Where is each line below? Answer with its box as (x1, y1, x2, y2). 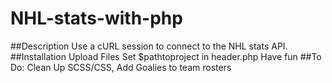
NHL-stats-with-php (10, 7, 183, 30)
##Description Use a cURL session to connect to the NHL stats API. (10, 40, 288, 52)
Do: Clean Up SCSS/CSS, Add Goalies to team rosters (10, 61, 232, 73)
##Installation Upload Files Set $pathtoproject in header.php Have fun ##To (10, 50, 322, 62)
